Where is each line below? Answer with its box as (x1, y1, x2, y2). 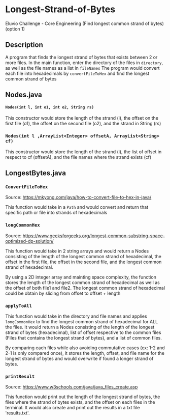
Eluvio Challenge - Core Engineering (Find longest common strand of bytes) (5, 20, 164, 26)
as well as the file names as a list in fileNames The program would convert (5, 65, 160, 71)
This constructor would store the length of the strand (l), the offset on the (5, 115, 159, 121)
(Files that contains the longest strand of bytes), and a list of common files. (5, 334, 162, 341)
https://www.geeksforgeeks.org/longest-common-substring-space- (22, 233, 165, 239)
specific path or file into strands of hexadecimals (5, 210, 108, 216)
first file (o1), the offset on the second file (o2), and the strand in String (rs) (5, 121, 161, 127)
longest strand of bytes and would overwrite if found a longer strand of (5, 355, 154, 361)
